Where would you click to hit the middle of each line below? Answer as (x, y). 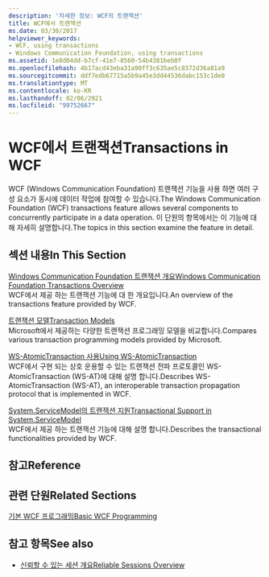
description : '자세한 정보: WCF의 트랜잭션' (76, 16)
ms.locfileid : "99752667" (52, 105)
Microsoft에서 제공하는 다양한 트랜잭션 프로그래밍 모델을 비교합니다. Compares (133, 330)
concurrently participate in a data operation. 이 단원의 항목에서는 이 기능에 (128, 217)
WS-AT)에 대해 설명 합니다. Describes (134, 376)
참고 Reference (45, 466)
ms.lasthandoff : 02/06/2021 (56, 98)
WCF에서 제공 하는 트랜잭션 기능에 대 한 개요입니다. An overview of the (121, 295)
